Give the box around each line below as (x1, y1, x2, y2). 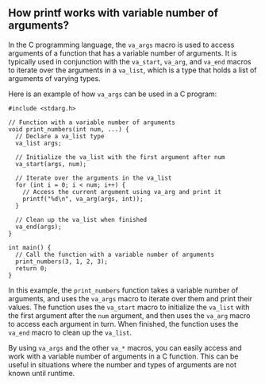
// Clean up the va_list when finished (15, 215, 148, 223)
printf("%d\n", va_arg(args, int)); (22, 195, 144, 203)
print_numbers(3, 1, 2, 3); (15, 258, 109, 266)
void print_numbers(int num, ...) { (8, 125, 129, 134)
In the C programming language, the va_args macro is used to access (8, 40, 235, 49)
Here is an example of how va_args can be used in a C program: (8, 89, 217, 99)
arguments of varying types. (8, 73, 101, 83)
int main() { (8, 243, 52, 251)
